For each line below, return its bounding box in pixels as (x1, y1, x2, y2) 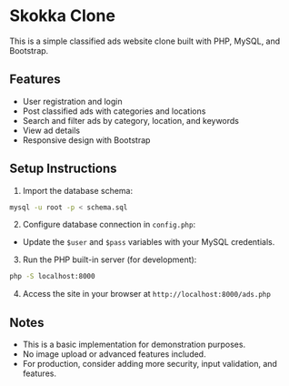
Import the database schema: (22, 185, 134, 196)
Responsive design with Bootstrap (22, 134, 151, 146)
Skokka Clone (9, 5, 116, 26)
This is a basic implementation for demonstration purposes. (22, 339, 246, 350)
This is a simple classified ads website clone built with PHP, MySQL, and (9, 36, 281, 46)
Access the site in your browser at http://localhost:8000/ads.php (22, 289, 271, 300)
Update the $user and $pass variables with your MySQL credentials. (22, 237, 275, 248)
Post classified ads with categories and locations (22, 106, 206, 117)
